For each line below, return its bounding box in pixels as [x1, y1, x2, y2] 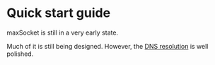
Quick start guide [6, 5, 111, 21]
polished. [6, 49, 34, 58]
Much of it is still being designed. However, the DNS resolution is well [6, 42, 209, 50]
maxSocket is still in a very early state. [6, 28, 118, 37]
